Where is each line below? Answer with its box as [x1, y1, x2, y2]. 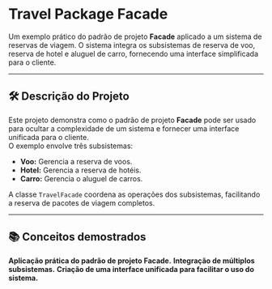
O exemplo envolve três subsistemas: [8, 141, 134, 151]
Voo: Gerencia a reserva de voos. [19, 156, 133, 166]
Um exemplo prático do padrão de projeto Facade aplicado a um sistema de [8, 32, 262, 41]
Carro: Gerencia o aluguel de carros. [19, 173, 143, 183]
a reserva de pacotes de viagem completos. [8, 198, 155, 207]
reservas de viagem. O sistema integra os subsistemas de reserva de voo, [8, 40, 256, 49]
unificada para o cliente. [8, 132, 89, 142]
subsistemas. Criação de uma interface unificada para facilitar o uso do [8, 264, 255, 274]
